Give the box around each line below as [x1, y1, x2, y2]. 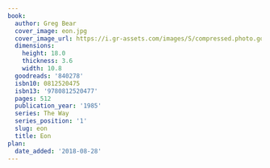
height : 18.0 [22, 49, 66, 57]
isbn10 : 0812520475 [15, 79, 81, 87]
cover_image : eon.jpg [15, 27, 88, 35]
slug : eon [15, 124, 48, 132]
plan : [7, 139, 26, 148]
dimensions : [15, 42, 56, 50]
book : [7, 11, 26, 20]
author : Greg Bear [15, 19, 77, 27]
